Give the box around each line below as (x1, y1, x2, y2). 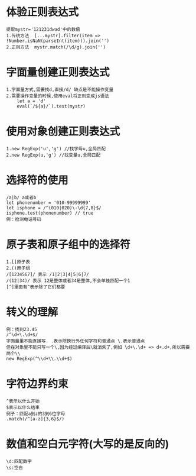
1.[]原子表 (6, 258, 31, 265)
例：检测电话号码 (6, 216, 42, 222)
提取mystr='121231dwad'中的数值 (6, 26, 81, 33)
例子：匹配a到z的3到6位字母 (6, 410, 66, 417)
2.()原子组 (6, 265, 31, 271)
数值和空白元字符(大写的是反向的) (6, 437, 169, 451)
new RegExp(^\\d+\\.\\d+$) (6, 355, 73, 361)
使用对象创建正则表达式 (6, 125, 120, 138)
